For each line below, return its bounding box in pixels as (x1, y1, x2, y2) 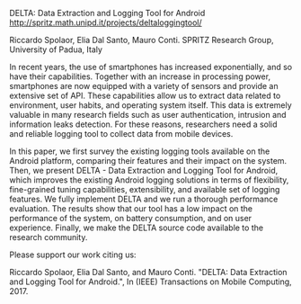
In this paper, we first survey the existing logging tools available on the (9, 146, 270, 156)
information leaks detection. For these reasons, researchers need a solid (9, 119, 278, 130)
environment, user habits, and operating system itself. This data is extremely (9, 100, 292, 111)
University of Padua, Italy (9, 44, 103, 55)
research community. (9, 232, 88, 242)
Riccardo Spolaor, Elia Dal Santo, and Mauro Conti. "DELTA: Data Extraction (9, 267, 288, 277)
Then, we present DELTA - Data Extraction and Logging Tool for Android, (9, 165, 279, 175)
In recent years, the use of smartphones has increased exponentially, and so (9, 62, 293, 72)
